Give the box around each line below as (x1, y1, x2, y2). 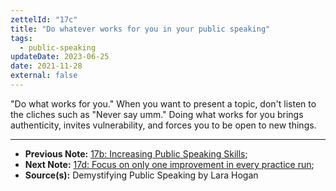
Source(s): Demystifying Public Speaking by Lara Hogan (24, 169, 259, 181)
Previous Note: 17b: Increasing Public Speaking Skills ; (24, 147, 248, 160)
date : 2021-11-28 (10, 61, 83, 71)
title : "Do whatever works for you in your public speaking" (10, 24, 271, 34)
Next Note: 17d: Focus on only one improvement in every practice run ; (24, 158, 315, 170)
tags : (10, 33, 33, 43)
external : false (10, 71, 78, 81)
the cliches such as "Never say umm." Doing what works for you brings (10, 108, 304, 120)
